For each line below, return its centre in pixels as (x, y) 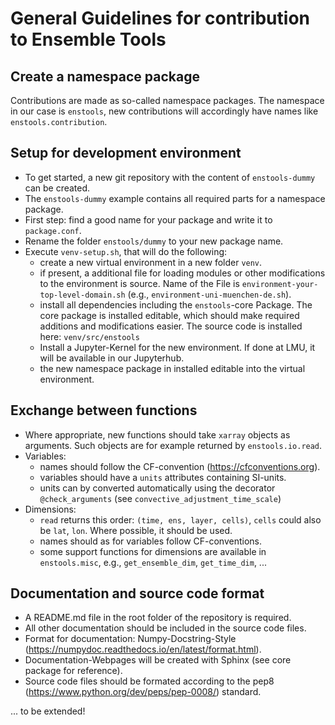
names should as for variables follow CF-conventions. (151, 541)
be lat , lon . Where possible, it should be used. (136, 530)
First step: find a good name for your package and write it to (148, 219)
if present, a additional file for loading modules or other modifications (182, 273)
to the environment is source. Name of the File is (139, 283)
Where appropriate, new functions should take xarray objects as (157, 434)
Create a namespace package (105, 76)
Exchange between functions (104, 410)
